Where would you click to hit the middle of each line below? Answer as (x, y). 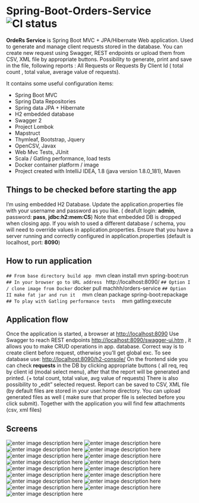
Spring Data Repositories (45, 101)
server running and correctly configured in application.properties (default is (99, 236)
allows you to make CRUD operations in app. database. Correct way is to (95, 347)
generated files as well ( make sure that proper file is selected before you (96, 397)
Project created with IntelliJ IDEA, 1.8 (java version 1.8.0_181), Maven (98, 171)
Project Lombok (34, 126)
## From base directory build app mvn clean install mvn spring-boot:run (97, 275)
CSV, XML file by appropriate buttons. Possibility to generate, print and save (99, 59)
